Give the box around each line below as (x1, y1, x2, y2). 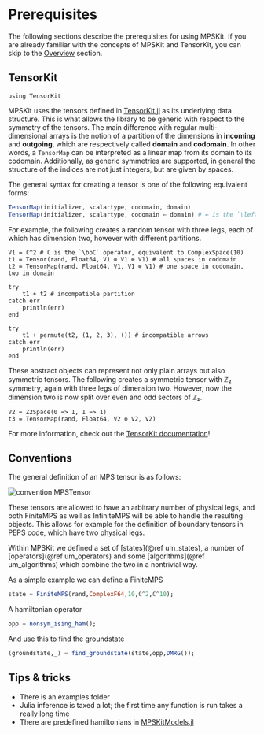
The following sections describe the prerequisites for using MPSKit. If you (8, 32, 247, 41)
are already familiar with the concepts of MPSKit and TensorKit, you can (8, 39, 241, 49)
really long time (19, 709, 70, 718)
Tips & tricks (8, 671, 71, 684)
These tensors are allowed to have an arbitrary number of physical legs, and (8, 502, 255, 513)
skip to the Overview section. (8, 48, 103, 57)
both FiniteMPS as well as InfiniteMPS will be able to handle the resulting (8, 511, 244, 521)
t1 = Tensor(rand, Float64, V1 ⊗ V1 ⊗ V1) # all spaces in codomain (8, 255, 237, 263)
